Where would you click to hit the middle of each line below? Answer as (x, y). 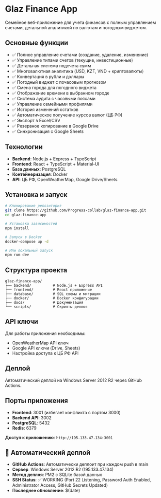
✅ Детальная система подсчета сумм (51, 65)
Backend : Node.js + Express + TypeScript (54, 159)
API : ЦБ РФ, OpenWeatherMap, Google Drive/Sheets (65, 179)
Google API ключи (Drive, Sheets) (46, 348)
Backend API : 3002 (32, 418)
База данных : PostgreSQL (39, 169)
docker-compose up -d (27, 241)
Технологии (24, 147)
